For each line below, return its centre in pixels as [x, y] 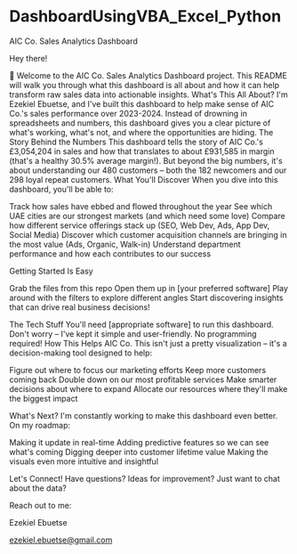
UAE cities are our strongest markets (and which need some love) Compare [148, 216]
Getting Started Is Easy [51, 271]
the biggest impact [44, 398]
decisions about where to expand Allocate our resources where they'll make [148, 388]
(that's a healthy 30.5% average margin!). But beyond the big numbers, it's [146, 160]
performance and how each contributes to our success [110, 253]
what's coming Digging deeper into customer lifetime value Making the [139, 452]
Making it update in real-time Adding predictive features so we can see [139, 442]
